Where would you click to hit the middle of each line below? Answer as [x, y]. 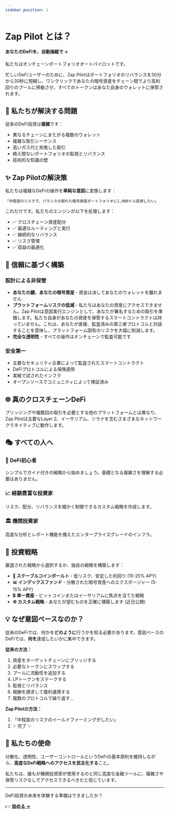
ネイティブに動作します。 [40, 425]
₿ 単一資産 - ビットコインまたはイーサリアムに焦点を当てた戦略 [78, 596]
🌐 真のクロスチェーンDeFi [46, 399]
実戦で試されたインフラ [37, 376]
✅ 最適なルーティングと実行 [41, 229]
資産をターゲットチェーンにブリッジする [54, 660]
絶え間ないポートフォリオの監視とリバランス [59, 154]
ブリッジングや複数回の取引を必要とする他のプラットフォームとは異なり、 [82, 412]
